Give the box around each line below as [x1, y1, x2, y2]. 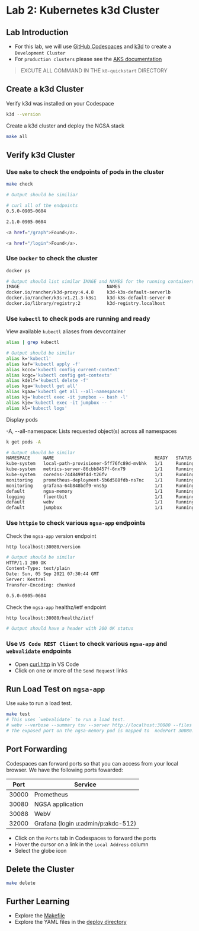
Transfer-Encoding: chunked [6, 582, 76, 588]
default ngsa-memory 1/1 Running [6, 488, 195, 494]
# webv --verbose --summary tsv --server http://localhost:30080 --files [6, 722, 192, 728]
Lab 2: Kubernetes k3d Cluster [6, 4, 160, 17]
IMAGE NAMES [6, 284, 120, 290]
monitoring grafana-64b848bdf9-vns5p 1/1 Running [6, 483, 195, 489]
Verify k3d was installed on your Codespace [6, 100, 114, 107]
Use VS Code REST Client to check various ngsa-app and [6, 640, 168, 648]
